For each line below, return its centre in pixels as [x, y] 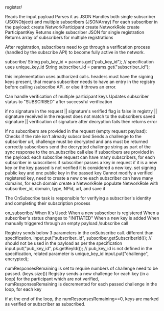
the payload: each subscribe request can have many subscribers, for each [80, 157]
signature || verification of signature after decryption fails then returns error [81, 122]
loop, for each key [23, 289]
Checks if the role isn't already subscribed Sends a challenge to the [73, 136]
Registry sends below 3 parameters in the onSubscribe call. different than [79, 233]
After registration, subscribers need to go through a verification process [78, 47]
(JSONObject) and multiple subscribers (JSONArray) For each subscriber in [82, 22]
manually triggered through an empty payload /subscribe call [67, 223]
